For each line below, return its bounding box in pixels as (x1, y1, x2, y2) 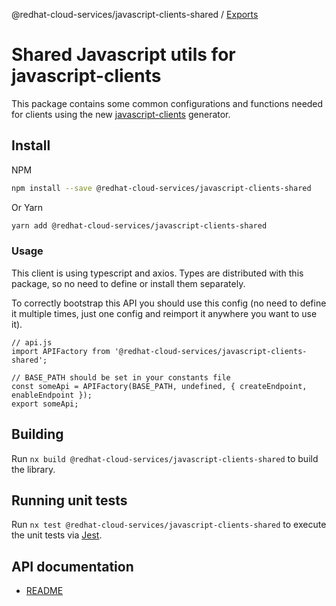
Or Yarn (11, 201, 44, 213)
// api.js (11, 337, 53, 348)
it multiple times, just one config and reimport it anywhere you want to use (11, 307, 318, 319)
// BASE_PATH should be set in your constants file (11, 372, 231, 383)
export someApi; (11, 399, 79, 409)
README (25, 585, 64, 597)
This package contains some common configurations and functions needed (11, 97, 324, 109)
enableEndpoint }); (11, 390, 93, 400)
